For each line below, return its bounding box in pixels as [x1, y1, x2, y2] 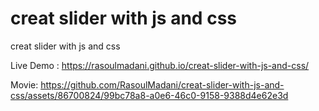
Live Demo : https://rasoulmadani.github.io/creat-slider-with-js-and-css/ [10, 59, 310, 71]
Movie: [10, 78, 39, 91]
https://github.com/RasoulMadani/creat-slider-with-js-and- [40, 78, 285, 91]
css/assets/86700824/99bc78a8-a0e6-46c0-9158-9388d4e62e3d [10, 89, 289, 101]
